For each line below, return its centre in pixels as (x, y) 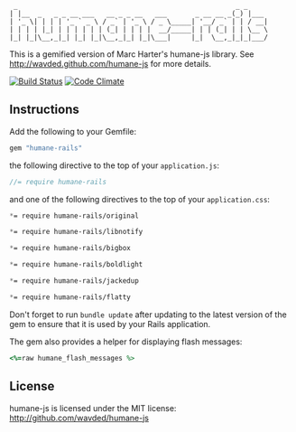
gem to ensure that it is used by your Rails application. (110, 324)
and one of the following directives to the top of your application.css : (140, 199)
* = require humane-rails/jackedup (74, 281)
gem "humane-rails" (46, 148)
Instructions (44, 110)
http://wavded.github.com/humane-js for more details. (111, 64)
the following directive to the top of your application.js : (114, 165)
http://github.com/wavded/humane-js (79, 418)
